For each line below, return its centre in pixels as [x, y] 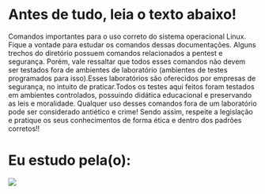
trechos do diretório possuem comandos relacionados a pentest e [115, 53]
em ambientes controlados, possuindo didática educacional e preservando [130, 95]
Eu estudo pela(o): [70, 160]
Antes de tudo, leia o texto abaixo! [123, 15]
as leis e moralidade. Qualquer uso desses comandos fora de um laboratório [132, 103]
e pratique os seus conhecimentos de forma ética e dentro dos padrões [125, 120]
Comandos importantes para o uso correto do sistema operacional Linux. [127, 36]
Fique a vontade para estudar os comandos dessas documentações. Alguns [132, 44]
